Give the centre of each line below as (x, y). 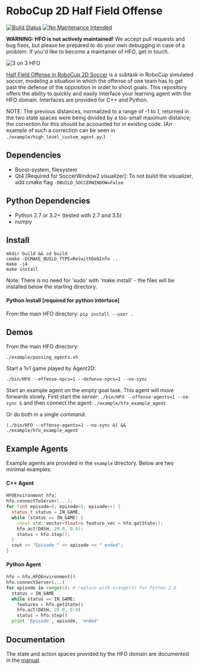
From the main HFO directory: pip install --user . (70, 314)
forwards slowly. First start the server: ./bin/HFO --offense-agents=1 (91, 397)
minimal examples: (29, 469)
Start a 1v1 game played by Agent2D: (51, 368)
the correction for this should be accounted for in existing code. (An (89, 124)
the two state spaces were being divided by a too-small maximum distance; (99, 118)
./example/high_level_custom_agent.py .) (56, 136)
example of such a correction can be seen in (61, 130)
